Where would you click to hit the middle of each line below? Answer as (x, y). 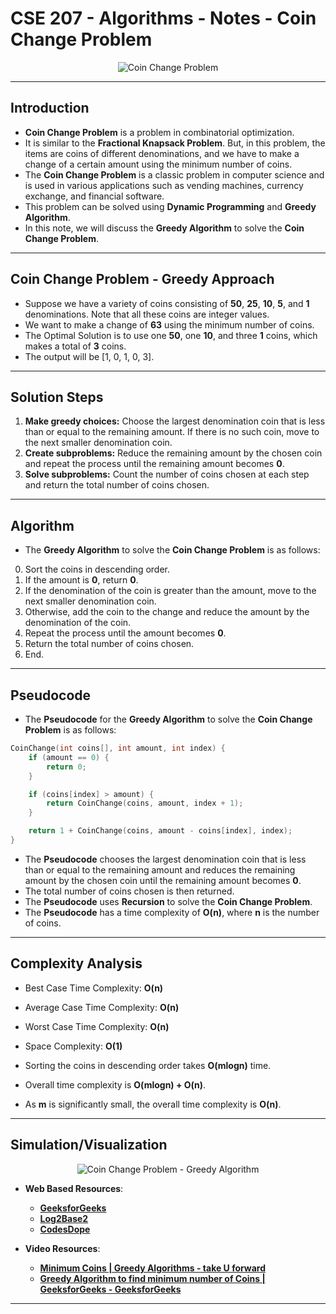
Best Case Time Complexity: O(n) (94, 988)
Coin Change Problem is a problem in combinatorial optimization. (159, 132)
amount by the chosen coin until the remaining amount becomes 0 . (163, 880)
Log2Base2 (64, 1218)
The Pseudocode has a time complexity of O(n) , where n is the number (172, 912)
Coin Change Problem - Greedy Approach (142, 279)
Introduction (50, 108)
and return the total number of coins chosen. (117, 485)
